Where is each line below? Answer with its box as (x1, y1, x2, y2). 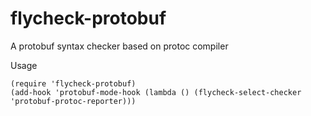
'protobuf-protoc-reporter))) (10, 96, 137, 106)
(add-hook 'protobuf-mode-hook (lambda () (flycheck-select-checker (10, 87, 302, 97)
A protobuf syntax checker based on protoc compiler (10, 40, 229, 52)
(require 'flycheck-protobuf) (10, 78, 137, 89)
